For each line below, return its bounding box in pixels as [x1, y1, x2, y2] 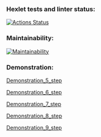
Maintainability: [6, 34, 54, 43]
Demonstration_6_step [6, 88, 62, 96]
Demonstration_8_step [6, 112, 63, 119]
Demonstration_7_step [6, 100, 61, 108]
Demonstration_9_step [6, 124, 62, 131]
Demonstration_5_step [6, 77, 62, 84]
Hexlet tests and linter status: [6, 5, 96, 13]
